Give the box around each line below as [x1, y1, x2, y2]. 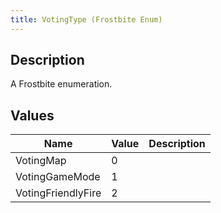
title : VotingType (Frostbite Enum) [10, 14, 163, 25]
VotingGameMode [15, 170, 101, 184]
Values [10, 107, 55, 124]
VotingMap [15, 154, 67, 168]
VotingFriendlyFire [15, 186, 102, 200]
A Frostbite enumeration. [10, 78, 113, 90]
